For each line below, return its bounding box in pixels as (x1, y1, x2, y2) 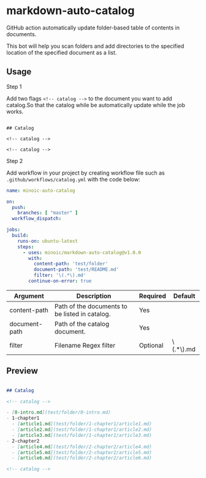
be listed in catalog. (54, 309, 111, 318)
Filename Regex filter (54, 341, 115, 349)
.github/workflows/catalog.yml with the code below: (6, 175, 140, 183)
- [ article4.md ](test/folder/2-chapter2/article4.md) (12, 444, 152, 450)
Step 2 (6, 157, 23, 164)
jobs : (6, 227, 20, 233)
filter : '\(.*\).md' (33, 272, 86, 279)
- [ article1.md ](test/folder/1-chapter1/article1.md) (12, 421, 152, 427)
